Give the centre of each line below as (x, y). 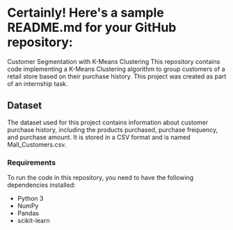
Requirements (32, 163)
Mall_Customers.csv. (37, 145)
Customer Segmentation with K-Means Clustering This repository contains (114, 61)
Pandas (28, 213)
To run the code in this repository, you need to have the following (101, 178)
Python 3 (30, 199)
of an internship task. (38, 83)
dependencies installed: (41, 185)
